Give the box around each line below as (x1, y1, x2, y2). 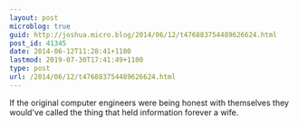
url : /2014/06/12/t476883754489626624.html (9, 73, 177, 82)
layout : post (9, 13, 59, 23)
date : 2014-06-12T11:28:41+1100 (9, 47, 131, 56)
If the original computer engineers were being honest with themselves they (9, 97, 290, 108)
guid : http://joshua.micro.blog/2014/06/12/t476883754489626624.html (9, 30, 278, 39)
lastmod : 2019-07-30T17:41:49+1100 (9, 55, 144, 64)
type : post (9, 64, 51, 73)
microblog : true (9, 22, 71, 31)
